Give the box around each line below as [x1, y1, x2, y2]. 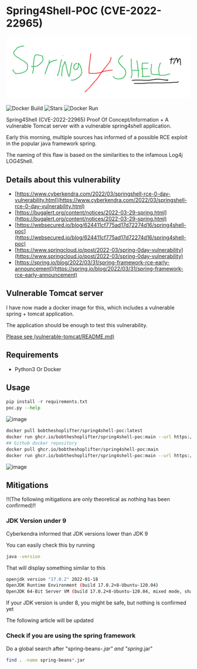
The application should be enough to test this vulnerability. [6, 321, 148, 328]
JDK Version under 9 [6, 517, 66, 525]
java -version [6, 553, 41, 559]
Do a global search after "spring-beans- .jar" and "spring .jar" [6, 645, 153, 652]
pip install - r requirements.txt [6, 399, 88, 405]
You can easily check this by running [6, 542, 95, 549]
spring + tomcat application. [6, 310, 74, 317]
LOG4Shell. [6, 157, 33, 165]
